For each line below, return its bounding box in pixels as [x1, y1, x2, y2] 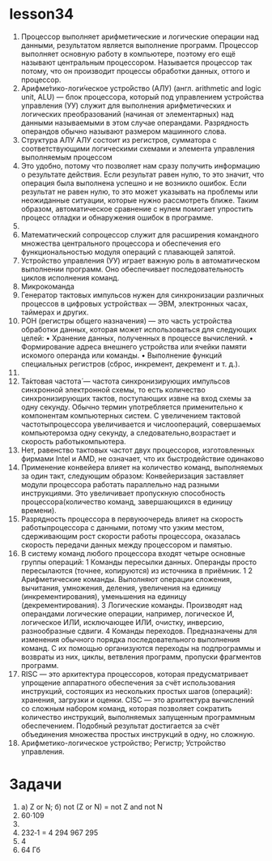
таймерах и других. [20, 307, 89, 317]
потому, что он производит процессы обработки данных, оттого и [20, 66, 250, 75]
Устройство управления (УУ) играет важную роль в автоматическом [20, 255, 261, 265]
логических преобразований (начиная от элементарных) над [20, 109, 234, 118]
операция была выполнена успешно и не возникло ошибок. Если [20, 178, 247, 187]
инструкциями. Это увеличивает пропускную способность [20, 488, 226, 498]
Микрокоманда [20, 281, 75, 291]
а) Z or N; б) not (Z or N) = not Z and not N [20, 802, 163, 812]
